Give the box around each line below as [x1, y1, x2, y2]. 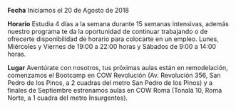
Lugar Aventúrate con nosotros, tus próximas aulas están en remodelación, [7, 64, 228, 71]
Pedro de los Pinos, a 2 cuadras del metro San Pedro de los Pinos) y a [7, 79, 212, 87]
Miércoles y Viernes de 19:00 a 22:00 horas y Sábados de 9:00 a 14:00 [7, 42, 216, 50]
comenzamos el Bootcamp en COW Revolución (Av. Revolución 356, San [7, 71, 221, 79]
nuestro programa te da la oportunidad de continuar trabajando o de [7, 28, 208, 35]
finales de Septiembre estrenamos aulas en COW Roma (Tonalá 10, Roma [7, 86, 222, 94]
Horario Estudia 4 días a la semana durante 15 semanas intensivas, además [7, 20, 230, 28]
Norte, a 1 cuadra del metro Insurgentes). [7, 93, 128, 102]
